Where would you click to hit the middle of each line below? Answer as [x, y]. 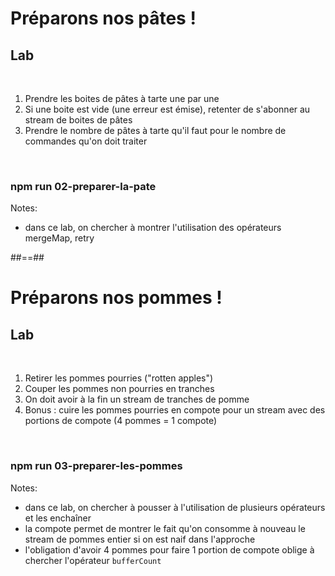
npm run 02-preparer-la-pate [83, 186]
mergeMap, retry [59, 238]
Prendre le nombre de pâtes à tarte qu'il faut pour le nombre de [155, 130]
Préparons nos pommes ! [116, 298]
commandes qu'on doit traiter [86, 141]
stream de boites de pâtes [78, 120]
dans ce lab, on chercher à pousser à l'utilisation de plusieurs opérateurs [175, 507]
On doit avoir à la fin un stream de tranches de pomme [137, 399]
